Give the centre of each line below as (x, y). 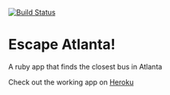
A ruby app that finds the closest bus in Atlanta (85, 66)
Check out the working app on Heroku (71, 82)
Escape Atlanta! (62, 45)
